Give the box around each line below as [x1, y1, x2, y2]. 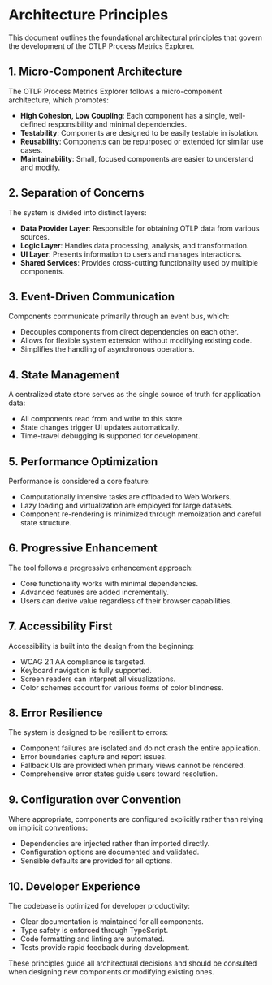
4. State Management [8, 368, 120, 382]
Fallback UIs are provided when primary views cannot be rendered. [19, 761, 246, 771]
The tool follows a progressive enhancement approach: [8, 563, 193, 572]
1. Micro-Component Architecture [8, 65, 183, 79]
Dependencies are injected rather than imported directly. [19, 839, 210, 849]
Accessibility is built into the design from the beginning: [8, 641, 195, 650]
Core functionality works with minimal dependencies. [19, 578, 199, 588]
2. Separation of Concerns [8, 186, 145, 200]
